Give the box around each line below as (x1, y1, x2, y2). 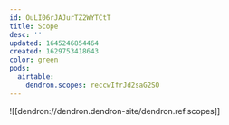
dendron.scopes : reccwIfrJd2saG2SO (25, 81, 160, 90)
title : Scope (9, 22, 59, 31)
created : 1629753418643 (9, 47, 100, 56)
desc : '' (9, 30, 43, 39)
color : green (9, 55, 59, 64)
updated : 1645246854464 (9, 38, 100, 48)
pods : (9, 64, 30, 73)
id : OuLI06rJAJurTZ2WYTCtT (9, 13, 111, 23)
